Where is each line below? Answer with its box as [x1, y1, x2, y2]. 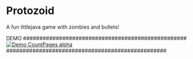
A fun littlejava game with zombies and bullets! [6, 23, 119, 30]
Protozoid [6, 4, 55, 18]
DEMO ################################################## [6, 34, 187, 41]
